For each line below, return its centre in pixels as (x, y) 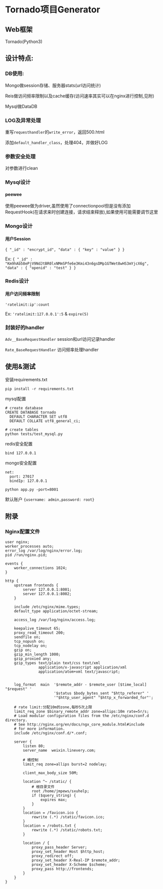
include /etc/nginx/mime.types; (47, 607)
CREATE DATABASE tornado (31, 412)
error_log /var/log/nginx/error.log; (44, 551)
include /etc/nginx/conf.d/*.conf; (51, 733)
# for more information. (40, 729)
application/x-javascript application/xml (82, 667)
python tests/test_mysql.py (34, 434)
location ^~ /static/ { (47, 782)
